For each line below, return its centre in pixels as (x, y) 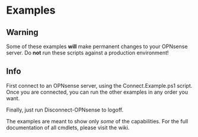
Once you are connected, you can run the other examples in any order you (97, 92)
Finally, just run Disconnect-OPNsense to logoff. (65, 110)
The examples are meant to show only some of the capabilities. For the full (97, 121)
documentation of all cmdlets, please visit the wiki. (68, 128)
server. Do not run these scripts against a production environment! (87, 53)
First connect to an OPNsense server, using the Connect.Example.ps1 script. (99, 85)
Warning (22, 32)
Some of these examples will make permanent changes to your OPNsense (97, 46)
